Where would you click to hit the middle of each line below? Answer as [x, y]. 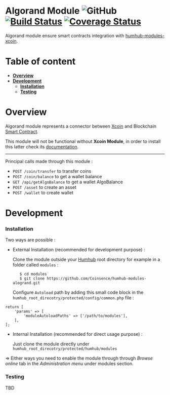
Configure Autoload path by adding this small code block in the [78, 292]
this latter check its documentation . [42, 146]
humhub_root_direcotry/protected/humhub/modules [65, 349]
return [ [14, 307]
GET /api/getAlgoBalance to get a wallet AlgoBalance [68, 182]
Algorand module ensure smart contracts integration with [65, 35]
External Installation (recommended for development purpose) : [79, 250]
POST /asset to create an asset [45, 187]
